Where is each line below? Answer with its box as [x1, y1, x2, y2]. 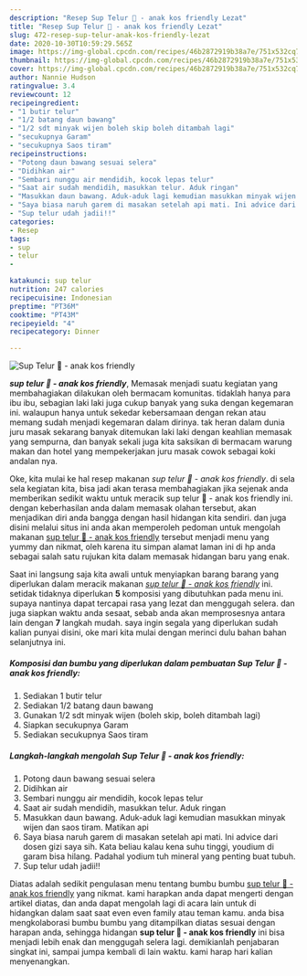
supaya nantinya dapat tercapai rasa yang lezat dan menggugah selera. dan [9, 598, 295, 609]
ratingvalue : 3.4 [9, 81, 76, 90]
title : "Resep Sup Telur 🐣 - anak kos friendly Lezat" [9, 22, 223, 31]
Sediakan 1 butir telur [22, 691, 102, 702]
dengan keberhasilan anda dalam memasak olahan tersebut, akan [9, 503, 258, 514]
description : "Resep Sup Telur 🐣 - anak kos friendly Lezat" [9, 13, 248, 23]
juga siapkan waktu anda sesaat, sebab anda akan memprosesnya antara [9, 608, 286, 619]
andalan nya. [9, 456, 58, 467]
